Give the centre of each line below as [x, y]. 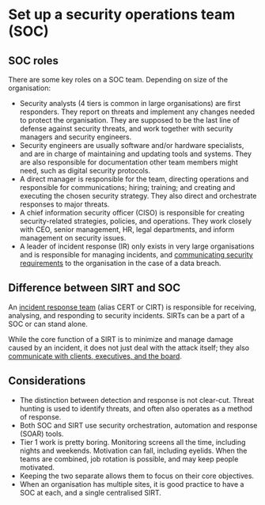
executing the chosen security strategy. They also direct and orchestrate [138, 196]
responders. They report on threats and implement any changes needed [137, 112]
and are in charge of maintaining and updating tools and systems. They [135, 154]
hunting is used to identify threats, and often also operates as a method [136, 408]
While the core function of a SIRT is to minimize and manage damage [121, 339]
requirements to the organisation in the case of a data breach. [120, 263]
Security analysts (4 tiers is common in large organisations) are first [130, 103]
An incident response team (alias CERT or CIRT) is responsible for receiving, [132, 307]
